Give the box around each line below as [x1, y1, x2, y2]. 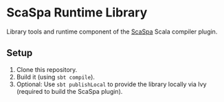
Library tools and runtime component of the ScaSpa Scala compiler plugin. [6, 27, 218, 36]
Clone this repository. [16, 65, 78, 73]
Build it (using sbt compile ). [16, 73, 96, 81]
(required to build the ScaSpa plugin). [16, 87, 123, 95]
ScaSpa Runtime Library [6, 5, 148, 21]
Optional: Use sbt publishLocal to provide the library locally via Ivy [16, 80, 207, 88]
